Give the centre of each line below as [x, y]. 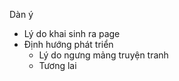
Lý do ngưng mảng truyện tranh [103, 55]
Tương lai [57, 65]
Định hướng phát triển [68, 44]
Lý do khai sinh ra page [72, 33]
